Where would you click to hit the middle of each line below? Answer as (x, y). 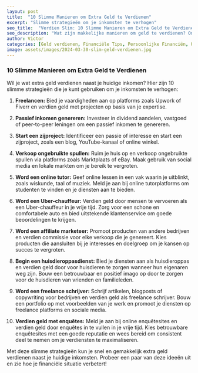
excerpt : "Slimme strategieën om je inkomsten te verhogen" (82, 22)
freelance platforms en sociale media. (61, 310)
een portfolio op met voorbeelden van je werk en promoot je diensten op (103, 304)
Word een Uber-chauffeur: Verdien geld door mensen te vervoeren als (101, 201)
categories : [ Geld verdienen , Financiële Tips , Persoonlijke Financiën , (98, 45)
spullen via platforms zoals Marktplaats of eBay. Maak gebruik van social (103, 160)
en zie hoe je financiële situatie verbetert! (57, 364)
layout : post (23, 11)
